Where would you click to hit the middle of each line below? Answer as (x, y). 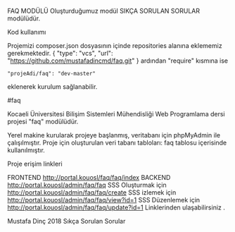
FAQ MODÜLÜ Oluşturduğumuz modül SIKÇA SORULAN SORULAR (104, 11)
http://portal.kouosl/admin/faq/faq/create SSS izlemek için (92, 193)
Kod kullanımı (27, 32)
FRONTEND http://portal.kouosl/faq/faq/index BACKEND (89, 177)
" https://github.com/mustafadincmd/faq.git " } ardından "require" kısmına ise (118, 61)
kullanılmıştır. (26, 150)
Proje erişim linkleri (35, 164)
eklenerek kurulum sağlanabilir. (52, 87)
